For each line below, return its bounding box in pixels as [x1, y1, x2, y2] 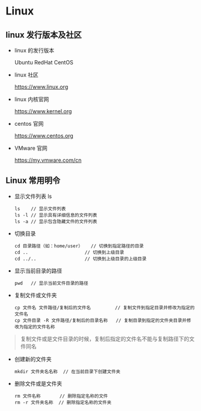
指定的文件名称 [23, 324, 55, 330]
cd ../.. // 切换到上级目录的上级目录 [14, 256, 147, 262]
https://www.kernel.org [14, 108, 72, 115]
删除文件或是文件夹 [14, 380, 63, 387]
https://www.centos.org [14, 132, 73, 139]
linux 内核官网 [14, 96, 49, 103]
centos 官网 [14, 120, 44, 127]
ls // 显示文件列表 [14, 206, 66, 212]
